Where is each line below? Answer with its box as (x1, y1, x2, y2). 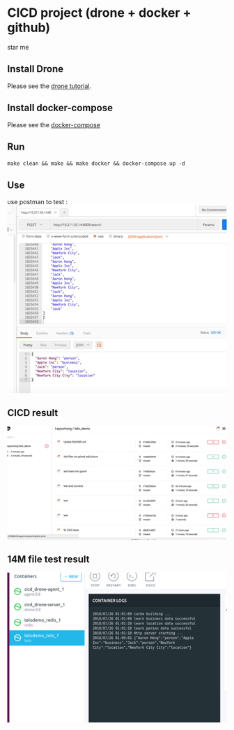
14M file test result (7, 554, 90, 566)
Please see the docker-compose (7, 120, 101, 129)
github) (7, 20, 51, 36)
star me (7, 43, 29, 51)
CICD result (7, 407, 58, 419)
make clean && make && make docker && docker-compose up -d (7, 160, 186, 167)
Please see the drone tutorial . (7, 82, 92, 90)
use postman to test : (7, 198, 68, 206)
